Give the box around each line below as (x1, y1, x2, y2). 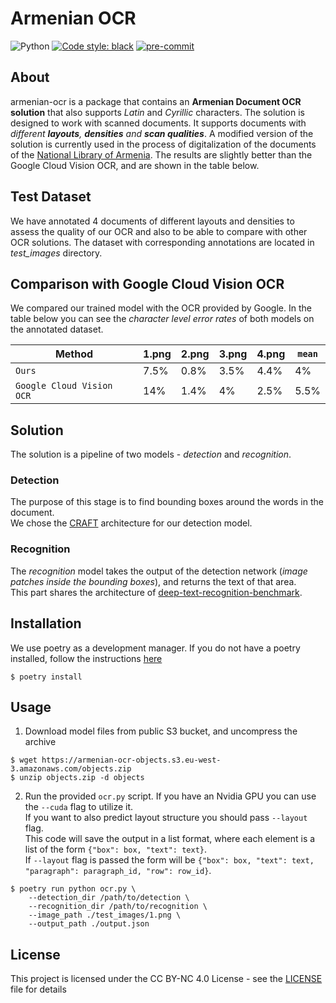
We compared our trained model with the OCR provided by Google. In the (10, 302, 312, 314)
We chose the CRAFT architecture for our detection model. (10, 517, 253, 529)
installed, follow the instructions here (10, 652, 163, 664)
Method (54, 347, 94, 361)
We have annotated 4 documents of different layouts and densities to (10, 215, 295, 227)
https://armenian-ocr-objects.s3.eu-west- (41, 755, 222, 766)
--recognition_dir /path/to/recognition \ (28, 902, 208, 912)
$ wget (10, 755, 38, 766)
